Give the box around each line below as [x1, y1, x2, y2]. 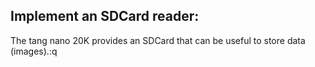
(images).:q [10, 45, 58, 57]
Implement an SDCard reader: [10, 8, 200, 25]
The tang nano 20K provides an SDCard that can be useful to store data [10, 34, 306, 46]
